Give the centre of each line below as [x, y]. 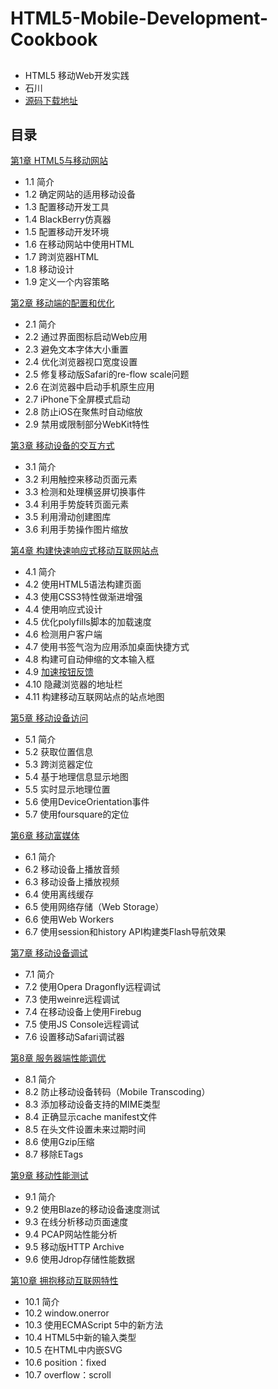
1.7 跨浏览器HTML [62, 257]
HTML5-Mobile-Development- [139, 18]
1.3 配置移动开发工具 [67, 207]
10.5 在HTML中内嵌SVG [73, 1350]
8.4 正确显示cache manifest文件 [91, 1117]
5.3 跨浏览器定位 [58, 764]
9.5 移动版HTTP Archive [74, 1247]
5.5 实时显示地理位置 [67, 789]
